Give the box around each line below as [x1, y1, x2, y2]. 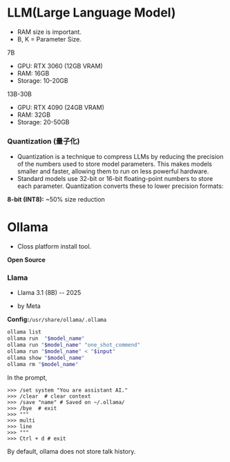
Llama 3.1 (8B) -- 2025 [17, 289, 82, 297]
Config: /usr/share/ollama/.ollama [7, 316, 107, 324]
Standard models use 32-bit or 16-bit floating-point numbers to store [17, 175, 213, 183]
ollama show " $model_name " [7, 354, 85, 361]
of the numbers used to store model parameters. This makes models [17, 160, 213, 169]
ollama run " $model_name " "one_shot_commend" [7, 342, 140, 349]
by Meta [17, 302, 41, 310]
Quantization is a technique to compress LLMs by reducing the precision [17, 153, 224, 161]
